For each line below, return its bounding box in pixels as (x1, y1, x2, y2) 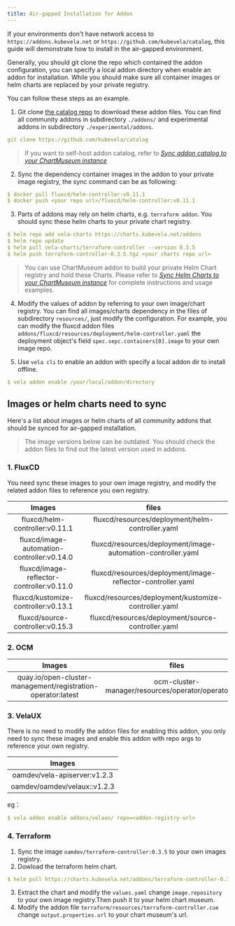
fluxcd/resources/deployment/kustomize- (84, 592, 223, 602)
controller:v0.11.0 (13, 581, 73, 591)
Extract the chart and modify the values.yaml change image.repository (17, 888, 222, 897)
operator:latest (30, 690, 79, 700)
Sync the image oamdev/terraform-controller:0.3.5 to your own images (17, 847, 226, 856)
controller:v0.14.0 (13, 552, 73, 562)
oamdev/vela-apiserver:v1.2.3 (12, 770, 113, 780)
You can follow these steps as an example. (7, 94, 131, 102)
